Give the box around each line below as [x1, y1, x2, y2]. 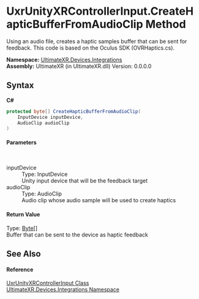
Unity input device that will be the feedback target [21, 177, 148, 184]
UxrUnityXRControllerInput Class [6, 279, 89, 287]
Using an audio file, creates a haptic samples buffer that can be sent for [6, 37, 187, 45]
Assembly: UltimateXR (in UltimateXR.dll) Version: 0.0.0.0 [6, 62, 152, 70]
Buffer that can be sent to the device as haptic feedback [6, 231, 148, 238]
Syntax [6, 80, 34, 91]
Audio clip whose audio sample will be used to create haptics [21, 197, 176, 204]
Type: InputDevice [21, 170, 68, 178]
